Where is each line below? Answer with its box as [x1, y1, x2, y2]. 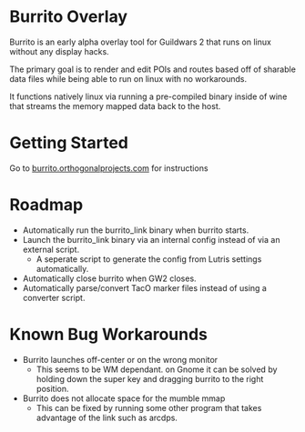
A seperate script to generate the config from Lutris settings [36, 253, 262, 265]
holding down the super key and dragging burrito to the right [36, 373, 264, 384]
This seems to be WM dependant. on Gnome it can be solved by [36, 364, 278, 375]
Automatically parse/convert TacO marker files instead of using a [22, 282, 267, 293]
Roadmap [9, 195, 84, 216]
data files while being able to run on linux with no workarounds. [9, 73, 248, 84]
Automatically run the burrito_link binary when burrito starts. [22, 225, 249, 236]
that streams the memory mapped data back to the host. [9, 100, 221, 111]
